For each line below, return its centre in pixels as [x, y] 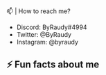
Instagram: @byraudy [47, 42]
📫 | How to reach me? [38, 11]
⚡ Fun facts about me [53, 65]
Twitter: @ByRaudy [44, 34]
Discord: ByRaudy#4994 [52, 27]
